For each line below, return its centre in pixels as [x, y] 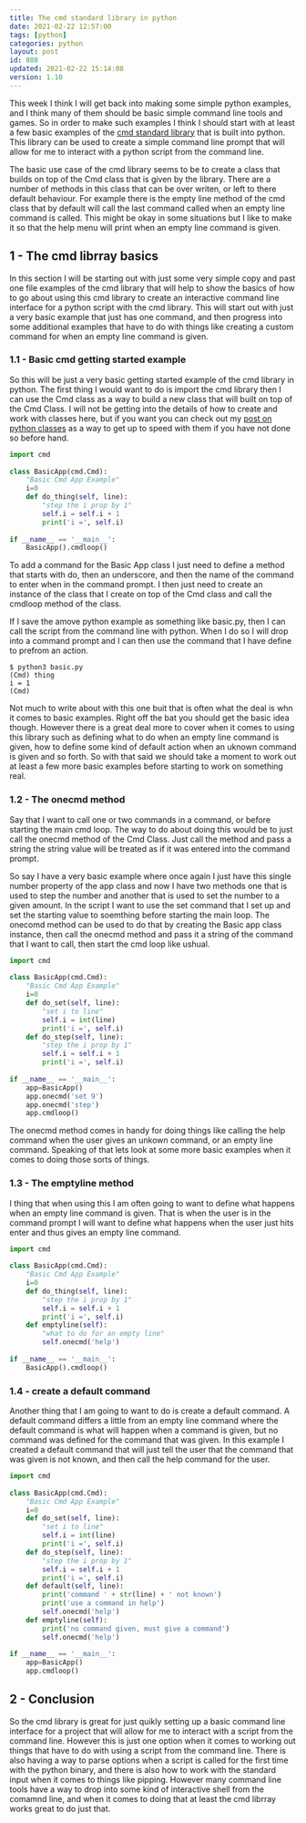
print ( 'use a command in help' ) [104, 1603]
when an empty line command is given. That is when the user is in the [140, 1213]
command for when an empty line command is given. [109, 336]
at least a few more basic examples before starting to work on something [147, 766]
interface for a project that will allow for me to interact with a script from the [151, 1731]
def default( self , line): [75, 1586]
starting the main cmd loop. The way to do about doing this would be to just [151, 829]
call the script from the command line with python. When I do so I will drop [149, 631]
